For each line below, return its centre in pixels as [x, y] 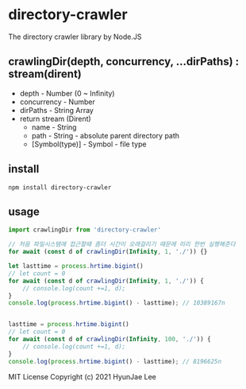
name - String [54, 127]
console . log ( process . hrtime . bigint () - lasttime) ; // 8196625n [115, 361]
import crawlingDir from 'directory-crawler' [85, 230]
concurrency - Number [57, 102]
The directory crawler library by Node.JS [75, 37]
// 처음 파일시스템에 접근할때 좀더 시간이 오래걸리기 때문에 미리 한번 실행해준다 [122, 244]
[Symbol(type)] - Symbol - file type [89, 144]
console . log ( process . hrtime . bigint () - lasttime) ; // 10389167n [117, 303]
